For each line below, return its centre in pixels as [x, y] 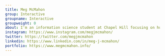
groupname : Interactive [29, 19]
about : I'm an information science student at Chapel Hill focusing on [80, 28]
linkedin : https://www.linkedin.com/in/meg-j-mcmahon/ [62, 41]
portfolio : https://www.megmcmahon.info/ [48, 46]
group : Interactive [25, 14]
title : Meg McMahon [25, 9]
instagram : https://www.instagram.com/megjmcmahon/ [59, 32]
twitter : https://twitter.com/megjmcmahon [49, 37]
